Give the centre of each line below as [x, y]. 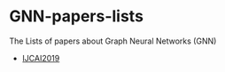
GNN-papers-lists [77, 16]
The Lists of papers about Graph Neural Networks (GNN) [113, 41]
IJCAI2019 [41, 58]
